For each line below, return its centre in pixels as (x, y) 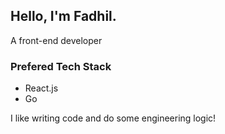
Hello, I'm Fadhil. (63, 16)
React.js (41, 88)
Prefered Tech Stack (61, 66)
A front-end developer (56, 40)
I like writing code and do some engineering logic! (113, 118)
